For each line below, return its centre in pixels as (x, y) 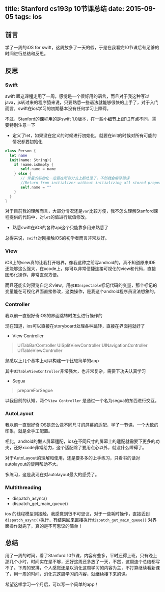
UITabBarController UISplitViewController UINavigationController (82, 345)
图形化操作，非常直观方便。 (33, 274)
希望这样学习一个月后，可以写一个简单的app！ (52, 584)
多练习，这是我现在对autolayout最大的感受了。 (52, 475)
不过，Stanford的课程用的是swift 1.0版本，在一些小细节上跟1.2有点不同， (79, 119)
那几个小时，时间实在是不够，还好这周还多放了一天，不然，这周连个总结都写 (82, 562)
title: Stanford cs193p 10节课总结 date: (65, 9)
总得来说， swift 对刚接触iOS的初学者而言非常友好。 (57, 238)
